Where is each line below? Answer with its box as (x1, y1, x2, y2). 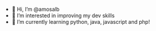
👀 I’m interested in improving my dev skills (11, 12, 115, 19)
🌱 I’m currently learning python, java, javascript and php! (11, 18, 150, 25)
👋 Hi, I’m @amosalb (11, 6, 60, 13)
